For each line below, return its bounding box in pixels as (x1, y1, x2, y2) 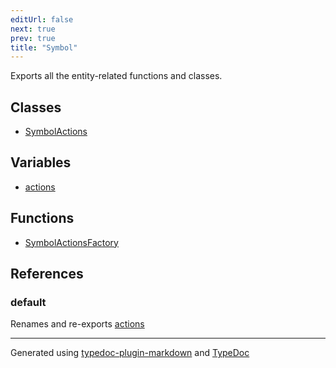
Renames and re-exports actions (10, 318, 145, 330)
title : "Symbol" (10, 42, 78, 53)
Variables (10, 154, 72, 171)
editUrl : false (10, 14, 74, 25)
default (10, 296, 47, 309)
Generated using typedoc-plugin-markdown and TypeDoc (10, 347, 250, 359)
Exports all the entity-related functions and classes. (10, 70, 223, 82)
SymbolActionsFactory (24, 236, 119, 248)
